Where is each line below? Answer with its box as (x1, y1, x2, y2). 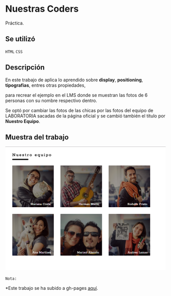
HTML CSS (5, 49, 23, 54)
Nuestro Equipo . (5, 118, 41, 124)
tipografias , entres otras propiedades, (5, 82, 85, 88)
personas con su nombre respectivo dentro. (5, 97, 98, 104)
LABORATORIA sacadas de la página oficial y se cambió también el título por (5, 113, 165, 119)
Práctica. (5, 20, 24, 26)
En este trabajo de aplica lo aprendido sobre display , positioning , (5, 77, 144, 83)
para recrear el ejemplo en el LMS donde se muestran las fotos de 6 (5, 92, 148, 98)
